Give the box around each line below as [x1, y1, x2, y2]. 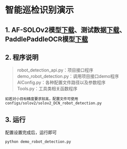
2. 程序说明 [5, 53, 39, 62]
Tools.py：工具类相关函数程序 [17, 86, 77, 92]
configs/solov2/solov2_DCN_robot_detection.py [5, 101, 102, 106]
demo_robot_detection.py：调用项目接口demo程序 [17, 74, 119, 79]
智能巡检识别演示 [5, 4, 75, 16]
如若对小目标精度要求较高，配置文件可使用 [5, 97, 78, 102]
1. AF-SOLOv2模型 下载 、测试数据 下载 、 [5, 26, 126, 34]
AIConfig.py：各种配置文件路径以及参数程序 [17, 79, 106, 85]
